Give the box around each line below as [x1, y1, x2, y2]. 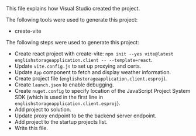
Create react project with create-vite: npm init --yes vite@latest [14, 50, 174, 57]
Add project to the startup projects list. [14, 118, 108, 125]
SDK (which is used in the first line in [14, 93, 104, 100]
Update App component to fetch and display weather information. [14, 69, 171, 75]
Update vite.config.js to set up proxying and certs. [14, 62, 142, 69]
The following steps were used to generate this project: [6, 39, 139, 46]
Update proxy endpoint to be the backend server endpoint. [14, 112, 157, 119]
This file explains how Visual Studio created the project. [6, 5, 140, 12]
